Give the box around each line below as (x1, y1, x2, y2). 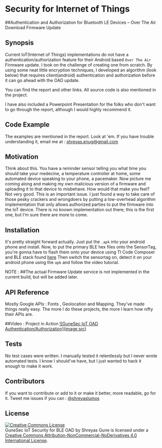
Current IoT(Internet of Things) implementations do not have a (5, 51, 129, 57)
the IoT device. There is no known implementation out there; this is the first (5, 207, 154, 213)
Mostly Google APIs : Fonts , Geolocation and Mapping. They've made (5, 301, 145, 307)
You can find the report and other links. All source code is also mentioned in (5, 86, 156, 93)
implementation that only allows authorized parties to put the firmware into (5, 201, 154, 207)
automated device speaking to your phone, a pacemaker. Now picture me (5, 176, 151, 182)
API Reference (5, 288, 49, 297)
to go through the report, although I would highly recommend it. (5, 106, 132, 112)
